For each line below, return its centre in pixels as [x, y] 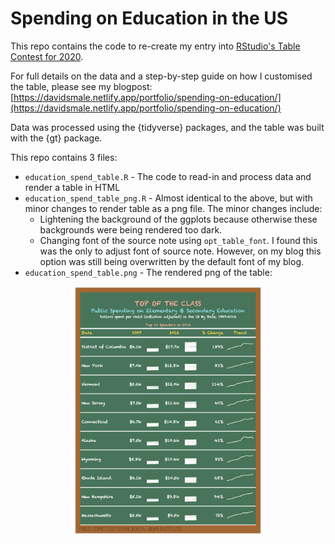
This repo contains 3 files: [64, 157]
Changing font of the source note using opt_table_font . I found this [178, 240]
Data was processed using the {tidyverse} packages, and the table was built [167, 127]
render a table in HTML [72, 187]
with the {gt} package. [56, 138]
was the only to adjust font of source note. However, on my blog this [180, 251]
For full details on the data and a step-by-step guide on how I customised [161, 76]
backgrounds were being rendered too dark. [131, 229]
